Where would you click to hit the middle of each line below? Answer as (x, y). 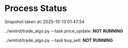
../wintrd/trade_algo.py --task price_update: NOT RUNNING (64, 31)
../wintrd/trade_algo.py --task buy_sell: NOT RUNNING (59, 40)
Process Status (36, 8)
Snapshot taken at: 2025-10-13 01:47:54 (45, 22)
